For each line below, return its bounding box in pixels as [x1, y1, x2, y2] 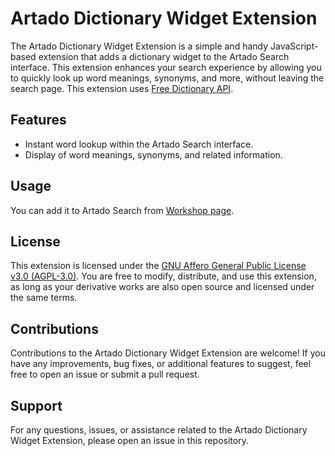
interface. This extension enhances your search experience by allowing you [10, 61, 322, 73]
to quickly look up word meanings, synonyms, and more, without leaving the [10, 72, 325, 84]
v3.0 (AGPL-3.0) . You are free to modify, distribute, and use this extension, [10, 270, 317, 282]
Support [10, 397, 63, 414]
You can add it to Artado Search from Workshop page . [10, 204, 235, 216]
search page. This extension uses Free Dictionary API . [10, 82, 234, 94]
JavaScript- [270, 40, 319, 52]
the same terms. [10, 292, 78, 304]
